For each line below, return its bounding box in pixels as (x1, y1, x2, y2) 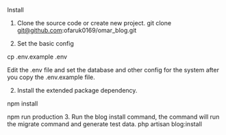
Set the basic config (16, 40, 74, 47)
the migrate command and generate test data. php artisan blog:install (7, 120, 202, 128)
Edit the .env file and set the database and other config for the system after (7, 66, 219, 74)
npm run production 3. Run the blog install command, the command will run (7, 112, 220, 121)
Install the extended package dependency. (16, 87, 138, 94)
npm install (7, 100, 38, 108)
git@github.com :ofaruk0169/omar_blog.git (16, 27, 137, 34)
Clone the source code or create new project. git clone (16, 19, 172, 27)
